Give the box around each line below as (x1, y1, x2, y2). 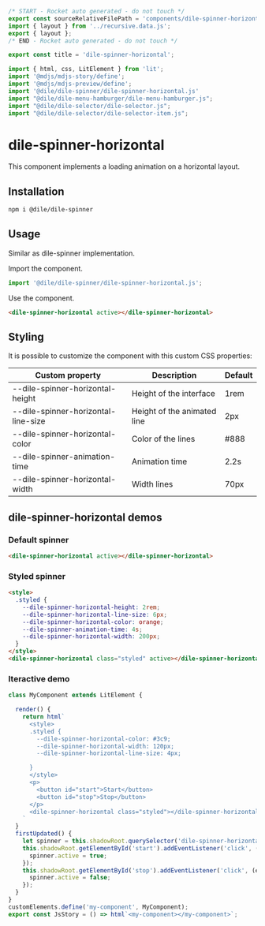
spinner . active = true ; (28, 852, 108, 860)
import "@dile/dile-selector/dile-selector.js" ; (8, 102, 171, 110)
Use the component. (8, 293, 75, 303)
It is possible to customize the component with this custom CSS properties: (8, 351, 252, 360)
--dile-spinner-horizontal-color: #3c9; (36, 734, 171, 743)
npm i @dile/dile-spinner (8, 206, 93, 214)
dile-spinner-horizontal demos (8, 510, 162, 524)
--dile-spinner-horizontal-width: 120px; (36, 742, 175, 750)
